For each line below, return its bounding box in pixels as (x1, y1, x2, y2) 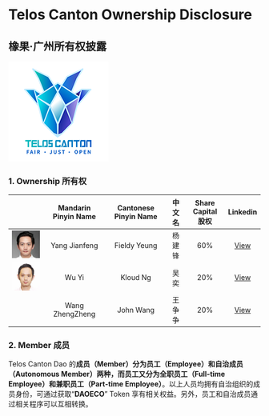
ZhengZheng (53, 310, 96, 319)
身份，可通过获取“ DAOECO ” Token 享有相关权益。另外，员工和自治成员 (14, 389, 251, 398)
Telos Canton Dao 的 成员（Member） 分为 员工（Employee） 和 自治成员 (8, 358, 244, 369)
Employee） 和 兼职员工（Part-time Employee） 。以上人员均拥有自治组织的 (8, 378, 254, 389)
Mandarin (58, 202, 91, 213)
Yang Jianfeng (50, 240, 98, 250)
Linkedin (227, 207, 258, 217)
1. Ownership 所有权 (8, 175, 87, 186)
